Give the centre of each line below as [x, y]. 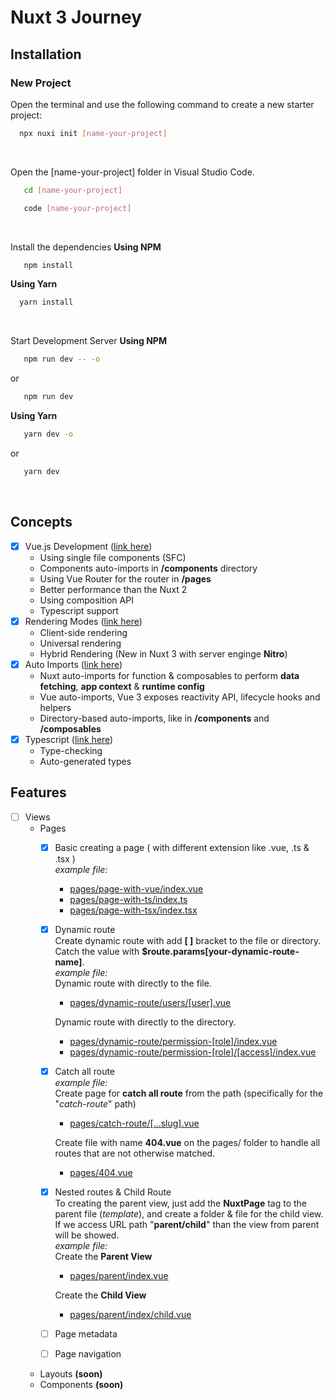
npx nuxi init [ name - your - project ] [93, 133]
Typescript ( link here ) [69, 739]
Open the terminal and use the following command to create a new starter [162, 104]
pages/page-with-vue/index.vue [136, 888]
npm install [48, 265]
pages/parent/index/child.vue [130, 1314]
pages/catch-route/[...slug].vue [134, 1123]
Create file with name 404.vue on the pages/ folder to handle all [187, 1142]
